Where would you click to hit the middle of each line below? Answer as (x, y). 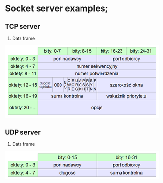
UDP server (23, 132)
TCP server (22, 27)
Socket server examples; (57, 9)
